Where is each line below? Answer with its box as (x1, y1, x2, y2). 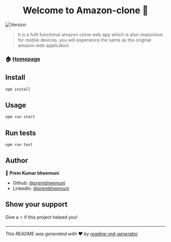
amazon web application (17, 42, 70, 48)
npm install (5, 86, 31, 92)
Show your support (5, 200, 68, 209)
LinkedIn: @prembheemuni (12, 185, 70, 191)
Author (5, 156, 28, 165)
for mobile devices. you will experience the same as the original (17, 37, 152, 43)
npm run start (5, 115, 36, 120)
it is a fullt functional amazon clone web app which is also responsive (17, 31, 163, 37)
